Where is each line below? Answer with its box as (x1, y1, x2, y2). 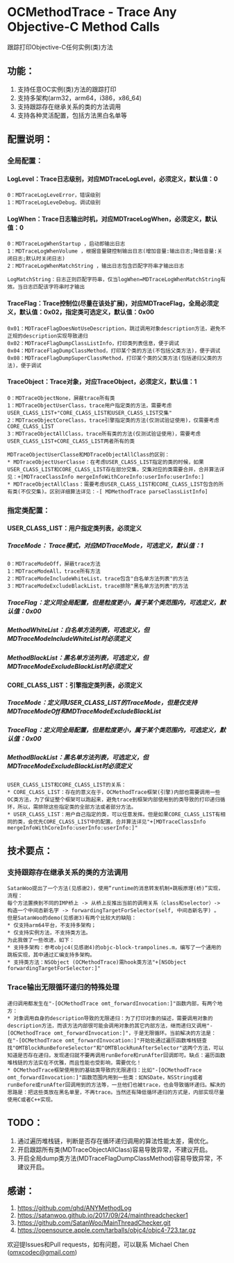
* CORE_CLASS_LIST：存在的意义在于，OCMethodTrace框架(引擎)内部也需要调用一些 (7, 788, 221, 795)
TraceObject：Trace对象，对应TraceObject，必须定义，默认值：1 (7, 377, 197, 386)
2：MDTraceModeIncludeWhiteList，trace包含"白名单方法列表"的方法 (7, 575, 189, 582)
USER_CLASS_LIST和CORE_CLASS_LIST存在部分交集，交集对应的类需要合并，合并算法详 (7, 466, 225, 473)
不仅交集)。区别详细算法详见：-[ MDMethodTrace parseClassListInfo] (20, 488, 208, 495)
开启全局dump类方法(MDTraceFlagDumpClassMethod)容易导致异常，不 (17, 1154, 223, 1162)
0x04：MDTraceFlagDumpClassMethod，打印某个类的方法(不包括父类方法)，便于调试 (7, 347, 221, 354)
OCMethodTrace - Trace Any (7, 4, 177, 20)
